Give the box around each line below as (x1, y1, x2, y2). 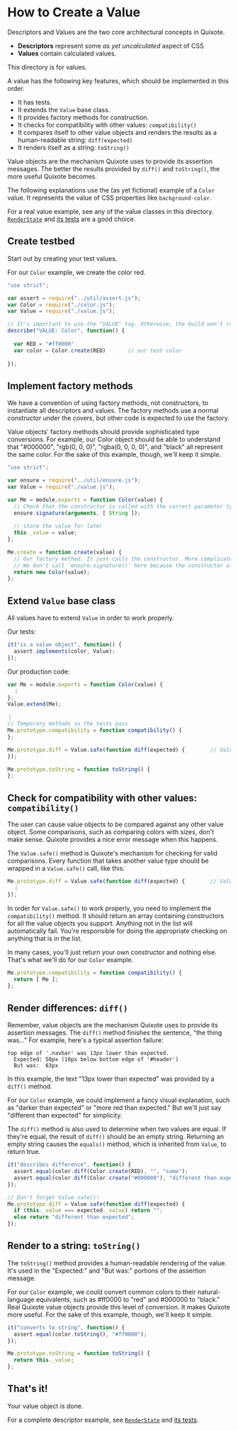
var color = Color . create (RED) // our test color (13, 347, 182, 354)
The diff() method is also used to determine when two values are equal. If (7, 1125, 227, 1133)
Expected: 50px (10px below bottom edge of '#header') (13, 1056, 179, 1063)
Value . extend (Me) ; (7, 701, 62, 708)
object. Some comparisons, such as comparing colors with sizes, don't (7, 828, 215, 836)
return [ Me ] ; (13, 976, 59, 983)
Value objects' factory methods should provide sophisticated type (7, 428, 200, 436)
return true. (7, 1147, 41, 1156)
